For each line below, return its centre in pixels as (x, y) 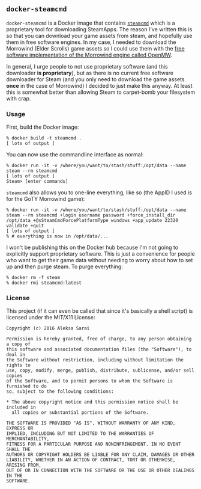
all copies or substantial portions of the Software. (80, 413)
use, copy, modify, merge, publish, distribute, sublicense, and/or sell (100, 371)
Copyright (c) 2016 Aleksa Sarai (48, 328)
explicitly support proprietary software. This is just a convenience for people (100, 254)
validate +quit (25, 226)
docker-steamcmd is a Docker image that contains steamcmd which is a (91, 23)
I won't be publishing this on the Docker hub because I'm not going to (92, 248)
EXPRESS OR (20, 429)
